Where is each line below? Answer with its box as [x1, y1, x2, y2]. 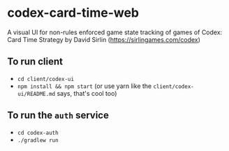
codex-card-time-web [7, 5, 140, 21]
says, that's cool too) [57, 89, 117, 97]
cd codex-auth [17, 129, 59, 136]
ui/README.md [17, 90, 56, 97]
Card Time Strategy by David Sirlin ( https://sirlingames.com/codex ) [7, 35, 201, 43]
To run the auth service [7, 110, 110, 122]
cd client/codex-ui [17, 75, 75, 82]
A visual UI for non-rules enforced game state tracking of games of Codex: [7, 28, 223, 36]
